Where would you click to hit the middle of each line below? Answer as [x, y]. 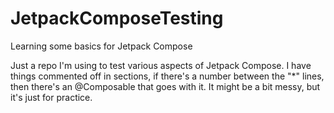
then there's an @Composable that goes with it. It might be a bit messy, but [165, 86]
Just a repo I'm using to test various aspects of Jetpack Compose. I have [161, 65]
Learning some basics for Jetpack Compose [101, 46]
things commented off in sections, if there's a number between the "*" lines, [167, 76]
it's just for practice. [51, 97]
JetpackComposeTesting [117, 18]
